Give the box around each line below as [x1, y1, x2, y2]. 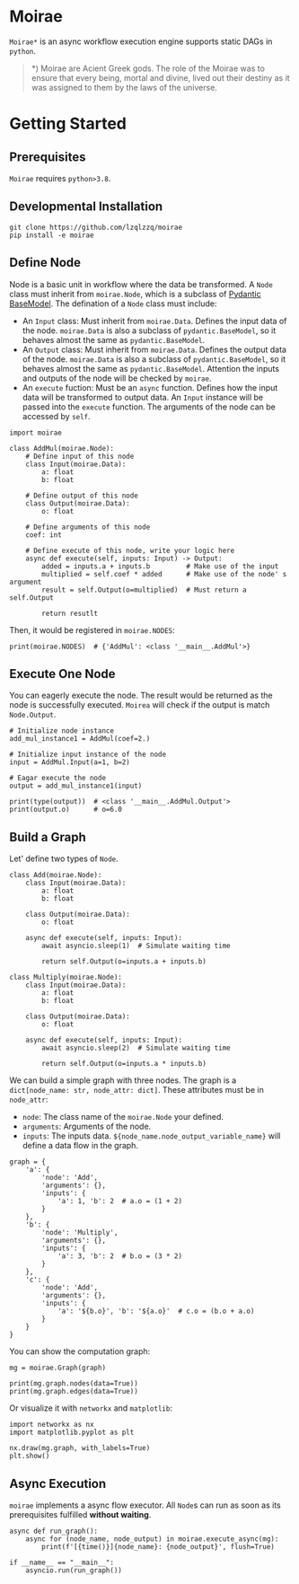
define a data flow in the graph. [22, 1140, 139, 1151]
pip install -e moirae [9, 231, 94, 240]
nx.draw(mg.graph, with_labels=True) [9, 1444, 151, 1453]
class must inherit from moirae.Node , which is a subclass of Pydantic [9, 288, 262, 299]
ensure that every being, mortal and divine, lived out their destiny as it [31, 72, 290, 83]
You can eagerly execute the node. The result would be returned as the [9, 690, 273, 701]
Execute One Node [9, 666, 116, 682]
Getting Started [9, 114, 128, 134]
